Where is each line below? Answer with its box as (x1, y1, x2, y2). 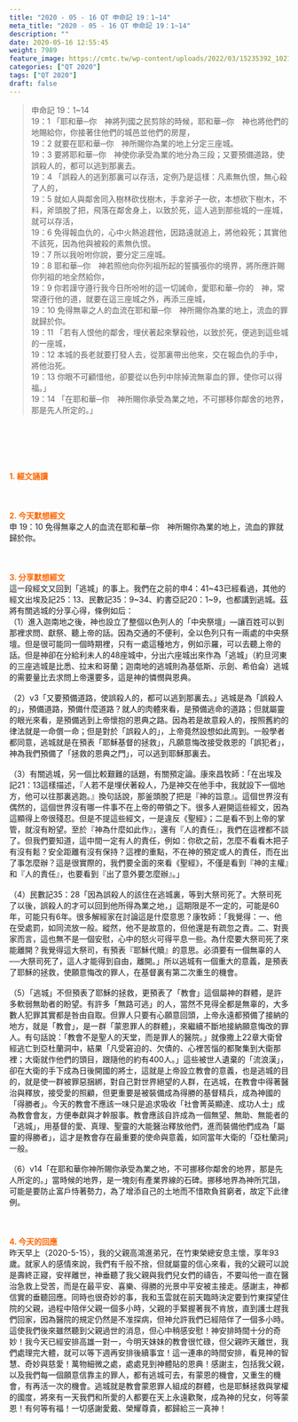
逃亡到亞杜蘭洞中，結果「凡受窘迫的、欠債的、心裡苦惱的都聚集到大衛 (16, 1043, 273, 1053)
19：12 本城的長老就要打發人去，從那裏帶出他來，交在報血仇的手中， (30, 348, 283, 360)
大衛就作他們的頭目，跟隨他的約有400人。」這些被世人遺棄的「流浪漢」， (24, 1054, 288, 1065)
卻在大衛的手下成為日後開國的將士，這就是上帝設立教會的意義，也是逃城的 (9, 1065, 281, 1075)
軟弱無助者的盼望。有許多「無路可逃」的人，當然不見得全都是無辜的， (16, 998, 273, 1009)
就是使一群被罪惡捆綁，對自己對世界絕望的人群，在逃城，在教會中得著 (24, 1076, 281, 1087)
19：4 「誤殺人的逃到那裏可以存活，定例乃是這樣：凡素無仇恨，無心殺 (30, 171, 288, 182)
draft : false (9, 79, 58, 88)
